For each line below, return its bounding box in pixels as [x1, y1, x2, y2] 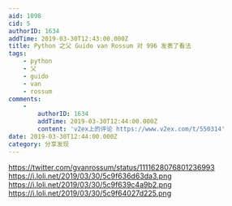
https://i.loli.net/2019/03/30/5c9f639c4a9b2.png [8, 179, 172, 189]
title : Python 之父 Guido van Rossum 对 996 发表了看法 [8, 42, 192, 50]
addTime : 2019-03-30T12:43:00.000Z [8, 34, 129, 43]
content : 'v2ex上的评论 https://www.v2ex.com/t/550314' [37, 125, 226, 133]
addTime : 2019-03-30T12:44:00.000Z [37, 118, 158, 126]
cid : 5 [8, 19, 31, 28]
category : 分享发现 [8, 139, 70, 148]
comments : [8, 95, 42, 103]
